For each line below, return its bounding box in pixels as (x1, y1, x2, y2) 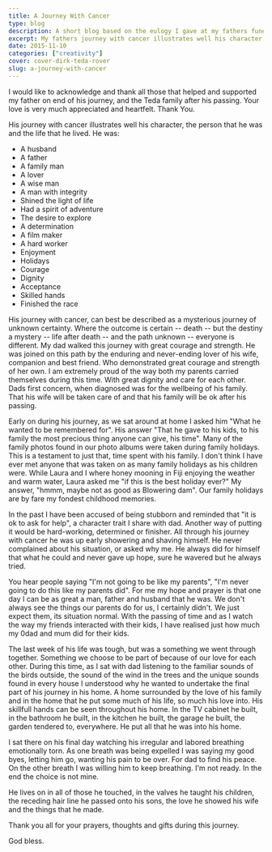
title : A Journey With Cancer (8, 11, 111, 20)
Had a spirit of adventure (19, 204, 104, 214)
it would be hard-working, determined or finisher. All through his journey (8, 526, 249, 536)
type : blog (8, 19, 45, 28)
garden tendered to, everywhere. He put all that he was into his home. (8, 722, 241, 731)
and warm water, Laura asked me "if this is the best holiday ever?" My (8, 476, 242, 486)
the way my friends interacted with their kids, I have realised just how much (8, 620, 261, 629)
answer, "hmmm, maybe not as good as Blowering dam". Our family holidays (8, 485, 264, 495)
